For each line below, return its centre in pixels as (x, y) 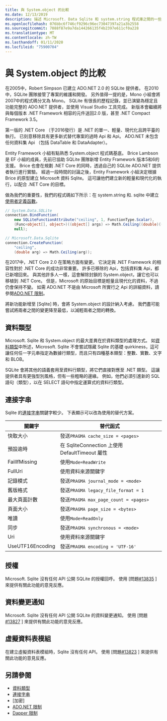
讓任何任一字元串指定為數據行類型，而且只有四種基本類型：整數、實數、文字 (83, 353)
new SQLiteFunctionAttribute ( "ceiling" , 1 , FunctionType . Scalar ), (84, 220)
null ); (21, 229)
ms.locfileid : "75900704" (32, 47)
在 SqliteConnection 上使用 (91, 445)
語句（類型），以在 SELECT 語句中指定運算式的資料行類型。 (66, 382)
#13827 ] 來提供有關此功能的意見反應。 (45, 621)
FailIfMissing (22, 462)
